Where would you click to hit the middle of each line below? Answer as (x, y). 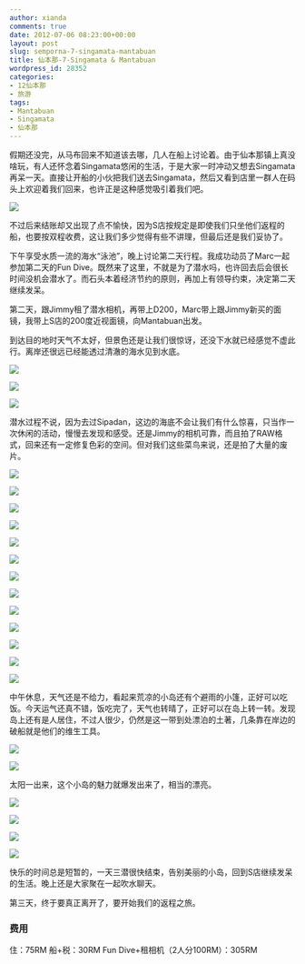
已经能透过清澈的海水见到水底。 (124, 351)
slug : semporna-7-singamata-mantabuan (83, 52)
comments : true (38, 26)
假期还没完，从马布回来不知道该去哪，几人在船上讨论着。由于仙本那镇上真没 (152, 155)
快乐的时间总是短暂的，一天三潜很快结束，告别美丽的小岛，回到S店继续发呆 (151, 872)
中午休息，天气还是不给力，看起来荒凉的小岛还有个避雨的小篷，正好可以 (144, 697)
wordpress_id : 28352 (49, 69)
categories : (32, 77)
